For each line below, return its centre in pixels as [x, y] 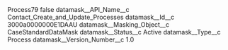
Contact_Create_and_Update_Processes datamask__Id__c [91, 17]
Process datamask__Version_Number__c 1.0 [71, 39]
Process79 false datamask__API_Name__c [68, 10]
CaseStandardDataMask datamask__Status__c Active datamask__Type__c [114, 32]
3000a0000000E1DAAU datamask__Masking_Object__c [89, 25]
